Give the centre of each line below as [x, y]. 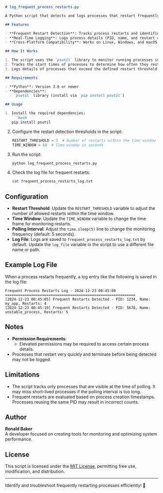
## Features [17, 24]
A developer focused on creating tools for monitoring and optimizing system [81, 434]
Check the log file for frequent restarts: [51, 172]
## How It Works [21, 51]
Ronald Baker [19, 429]
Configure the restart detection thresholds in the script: [67, 131]
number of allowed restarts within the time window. [63, 214]
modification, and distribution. [35, 472]
